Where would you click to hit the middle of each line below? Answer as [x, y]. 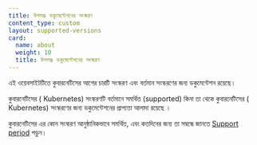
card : [17, 38]
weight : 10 [34, 53]
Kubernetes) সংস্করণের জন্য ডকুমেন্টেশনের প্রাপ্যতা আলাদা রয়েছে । [90, 108]
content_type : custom [44, 23]
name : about [36, 45]
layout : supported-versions [55, 30]
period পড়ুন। [28, 132]
